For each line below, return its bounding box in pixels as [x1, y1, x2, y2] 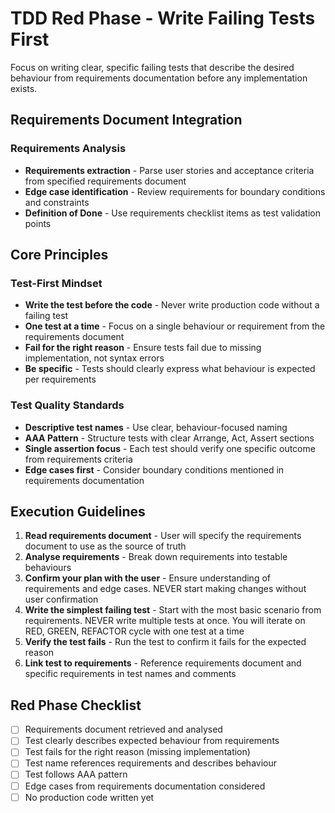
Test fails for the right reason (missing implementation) [24, 746, 251, 758]
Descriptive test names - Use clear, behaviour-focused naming [24, 421, 288, 433]
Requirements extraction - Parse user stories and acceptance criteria [24, 164, 315, 176]
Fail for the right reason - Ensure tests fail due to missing [24, 342, 262, 354]
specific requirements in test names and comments [24, 668, 237, 680]
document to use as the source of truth [24, 540, 187, 552]
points [24, 217, 52, 229]
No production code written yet [24, 791, 155, 803]
